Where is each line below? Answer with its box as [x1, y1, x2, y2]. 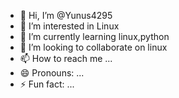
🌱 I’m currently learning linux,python [19, 31, 170, 42]
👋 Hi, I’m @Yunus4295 [19, 10, 113, 21]
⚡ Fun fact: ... [19, 78, 75, 90]
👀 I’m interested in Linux [19, 20, 120, 32]
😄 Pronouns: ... [19, 67, 85, 79]
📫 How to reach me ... [19, 53, 113, 64]
